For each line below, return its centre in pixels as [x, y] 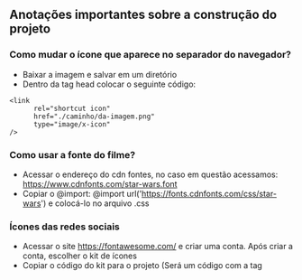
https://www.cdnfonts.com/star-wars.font [100, 183]
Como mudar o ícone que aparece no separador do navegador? [150, 55]
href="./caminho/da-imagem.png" [94, 117]
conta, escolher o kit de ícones [80, 256]
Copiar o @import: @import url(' [82, 193]
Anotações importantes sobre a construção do [143, 15]
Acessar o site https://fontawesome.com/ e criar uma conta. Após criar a [157, 247]
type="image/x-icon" [72, 124]
